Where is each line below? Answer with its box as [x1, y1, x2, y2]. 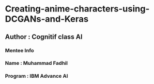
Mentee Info [5, 47, 34, 54]
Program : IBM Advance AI [5, 73, 68, 80]
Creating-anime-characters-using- [5, 3, 150, 14]
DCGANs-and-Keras [5, 13, 89, 24]
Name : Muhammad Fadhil [5, 60, 68, 67]
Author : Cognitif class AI [5, 33, 83, 41]
